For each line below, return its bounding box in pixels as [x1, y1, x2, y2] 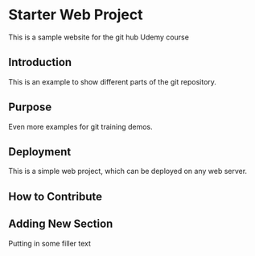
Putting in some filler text [8, 238, 91, 248]
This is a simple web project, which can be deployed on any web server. [8, 167, 248, 176]
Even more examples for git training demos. [8, 122, 153, 131]
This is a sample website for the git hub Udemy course [8, 32, 189, 42]
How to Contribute [8, 189, 103, 203]
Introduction [8, 56, 72, 69]
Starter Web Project [8, 6, 143, 24]
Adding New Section [8, 217, 113, 231]
